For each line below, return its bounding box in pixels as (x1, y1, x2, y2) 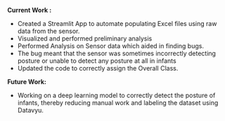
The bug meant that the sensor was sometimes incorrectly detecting (17, 49, 217, 57)
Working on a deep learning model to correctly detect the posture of (17, 91, 216, 99)
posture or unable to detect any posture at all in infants (17, 57, 177, 65)
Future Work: (7, 78, 47, 86)
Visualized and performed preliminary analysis (17, 34, 153, 43)
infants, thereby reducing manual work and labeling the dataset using (17, 99, 219, 107)
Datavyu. (17, 106, 44, 114)
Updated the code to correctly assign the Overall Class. (17, 64, 179, 72)
